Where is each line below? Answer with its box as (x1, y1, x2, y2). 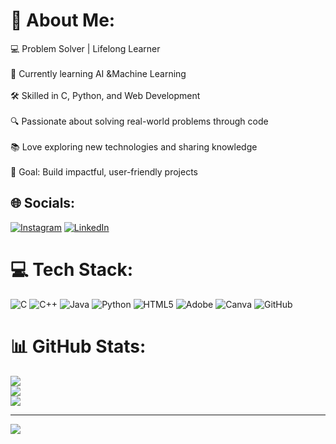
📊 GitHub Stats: (10, 335, 147, 358)
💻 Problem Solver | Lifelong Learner (10, 42, 161, 54)
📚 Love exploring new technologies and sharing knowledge (10, 140, 258, 153)
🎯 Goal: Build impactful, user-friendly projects (10, 165, 198, 178)
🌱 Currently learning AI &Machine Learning (10, 67, 187, 79)
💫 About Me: (10, 9, 116, 32)
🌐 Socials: (10, 195, 76, 212)
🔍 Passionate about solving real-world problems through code (10, 115, 269, 127)
